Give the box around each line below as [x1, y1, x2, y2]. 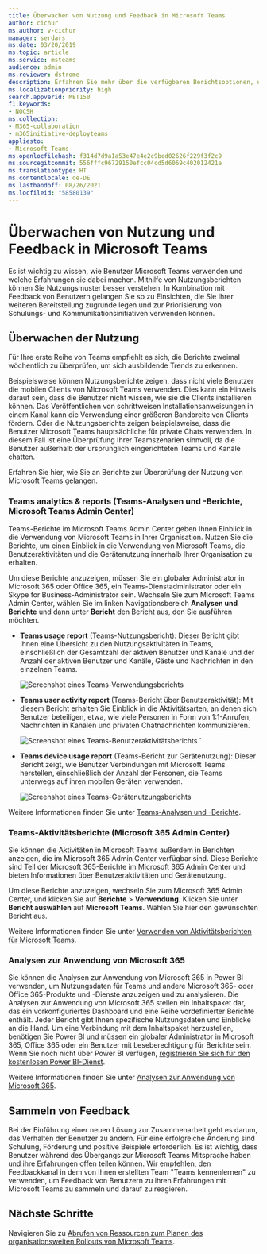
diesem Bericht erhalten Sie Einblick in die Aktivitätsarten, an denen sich [19, 704, 257, 713]
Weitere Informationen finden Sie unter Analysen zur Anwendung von [8, 1073, 236, 1082]
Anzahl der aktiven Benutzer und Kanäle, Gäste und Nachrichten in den [19, 656, 253, 666]
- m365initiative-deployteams [8, 129, 109, 137]
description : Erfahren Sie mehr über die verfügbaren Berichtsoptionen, [8, 78, 254, 86]
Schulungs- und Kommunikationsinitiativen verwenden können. [8, 308, 215, 318]
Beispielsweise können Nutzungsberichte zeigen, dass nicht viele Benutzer [8, 376, 254, 386]
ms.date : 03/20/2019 [8, 41, 77, 49]
